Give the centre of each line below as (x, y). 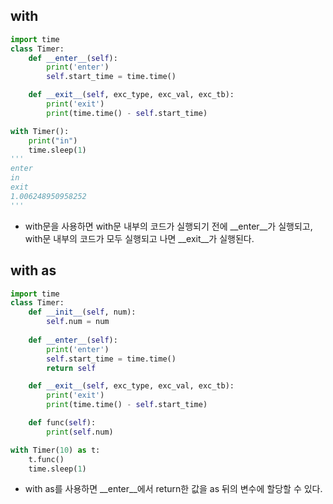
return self (71, 368)
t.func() (46, 459)
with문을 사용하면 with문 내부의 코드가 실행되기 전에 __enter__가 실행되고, (168, 226)
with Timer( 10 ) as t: (55, 450)
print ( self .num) (80, 432)
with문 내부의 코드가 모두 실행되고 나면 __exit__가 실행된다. (139, 238)
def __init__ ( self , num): (82, 312)
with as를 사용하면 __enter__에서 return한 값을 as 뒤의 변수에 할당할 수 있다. (173, 489)
